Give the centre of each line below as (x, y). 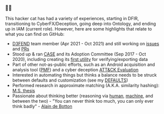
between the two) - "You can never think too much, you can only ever (83, 101)
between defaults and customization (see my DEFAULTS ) (70, 80)
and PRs (21, 49)
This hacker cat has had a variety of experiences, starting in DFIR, (72, 19)
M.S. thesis (24, 91)
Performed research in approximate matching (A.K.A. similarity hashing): (86, 85)
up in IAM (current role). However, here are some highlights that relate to (79, 29)
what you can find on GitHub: (35, 34)
